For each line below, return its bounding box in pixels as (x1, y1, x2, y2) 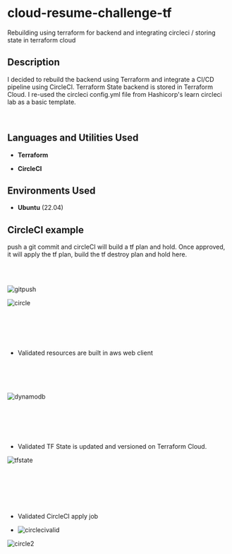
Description (7, 57, 60, 69)
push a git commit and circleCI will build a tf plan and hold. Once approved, (7, 242, 226, 252)
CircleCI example (7, 224, 85, 236)
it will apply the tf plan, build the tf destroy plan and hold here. (7, 250, 188, 259)
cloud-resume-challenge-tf (7, 5, 172, 21)
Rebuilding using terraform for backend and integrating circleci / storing (7, 28, 216, 37)
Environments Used (7, 184, 96, 196)
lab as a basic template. (7, 98, 76, 106)
